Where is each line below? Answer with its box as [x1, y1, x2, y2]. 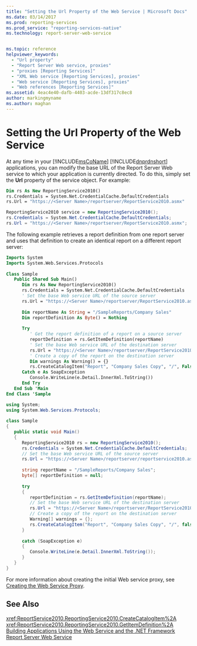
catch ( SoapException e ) [21, 538, 83, 544]
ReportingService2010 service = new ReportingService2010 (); [6, 209, 159, 215]
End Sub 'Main [13, 385, 49, 391]
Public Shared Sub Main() [13, 276, 77, 282]
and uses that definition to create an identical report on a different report [6, 237, 182, 244]
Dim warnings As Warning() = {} [29, 358, 109, 364]
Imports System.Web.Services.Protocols [6, 260, 104, 266]
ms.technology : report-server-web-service [6, 31, 111, 36]
